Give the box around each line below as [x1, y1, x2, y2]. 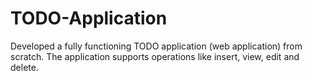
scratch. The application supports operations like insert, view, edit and [10, 50, 300, 62]
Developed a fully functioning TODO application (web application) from [10, 40, 303, 52]
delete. [10, 61, 39, 73]
